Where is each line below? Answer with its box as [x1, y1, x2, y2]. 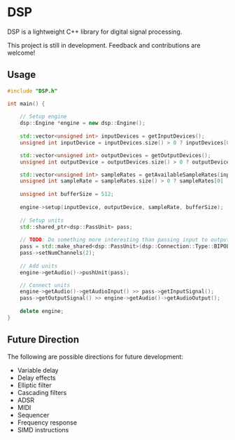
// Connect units [20, 281, 71, 288]
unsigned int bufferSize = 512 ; [20, 191, 114, 198]
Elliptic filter [17, 380, 52, 389]
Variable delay [17, 366, 59, 374]
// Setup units [20, 217, 64, 224]
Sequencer [17, 411, 50, 419]
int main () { [7, 100, 45, 107]
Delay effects [17, 373, 56, 382]
